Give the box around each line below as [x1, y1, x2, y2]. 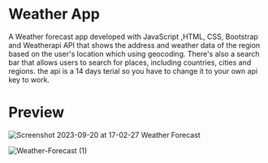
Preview [8, 103, 65, 122]
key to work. [8, 75, 50, 84]
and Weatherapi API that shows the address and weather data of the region [8, 40, 261, 49]
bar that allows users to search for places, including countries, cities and [8, 58, 252, 67]
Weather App [8, 5, 100, 24]
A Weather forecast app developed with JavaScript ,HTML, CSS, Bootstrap [8, 32, 258, 41]
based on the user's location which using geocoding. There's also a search [8, 49, 260, 58]
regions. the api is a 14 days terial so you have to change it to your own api [8, 66, 258, 75]
